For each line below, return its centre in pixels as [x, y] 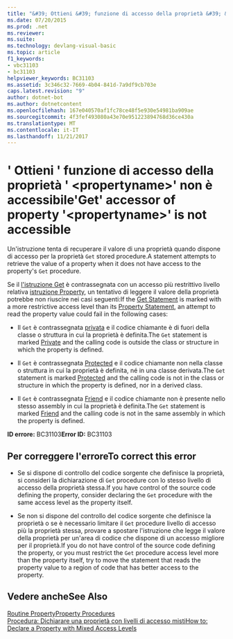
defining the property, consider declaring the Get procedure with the [115, 495]
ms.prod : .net [28, 26]
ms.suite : [21, 40]
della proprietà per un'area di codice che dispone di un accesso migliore [121, 538]
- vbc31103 [23, 65]
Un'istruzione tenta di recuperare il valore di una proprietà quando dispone [114, 249]
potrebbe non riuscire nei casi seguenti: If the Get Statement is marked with [114, 299]
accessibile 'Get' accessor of [92, 200]
